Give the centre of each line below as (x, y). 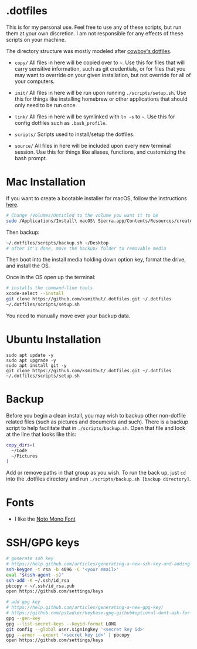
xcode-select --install (35, 294)
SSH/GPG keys (43, 543)
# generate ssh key (30, 559)
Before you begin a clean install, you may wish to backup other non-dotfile (96, 415)
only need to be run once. (46, 105)
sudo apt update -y (30, 355)
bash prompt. (31, 158)
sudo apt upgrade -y (31, 360)
